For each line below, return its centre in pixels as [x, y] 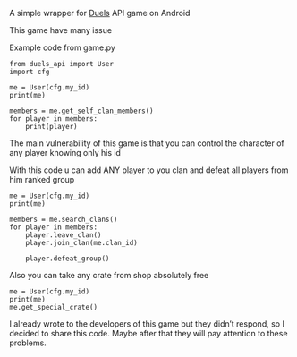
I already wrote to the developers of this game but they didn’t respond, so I [147, 324]
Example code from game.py [63, 47]
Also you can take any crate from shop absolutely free [109, 275]
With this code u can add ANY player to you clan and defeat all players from [149, 170]
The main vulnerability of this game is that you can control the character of [147, 143]
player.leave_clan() [64, 235]
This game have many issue [61, 30]
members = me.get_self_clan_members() [81, 111]
